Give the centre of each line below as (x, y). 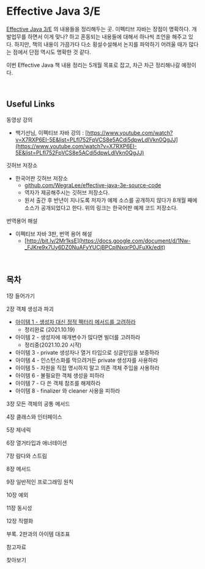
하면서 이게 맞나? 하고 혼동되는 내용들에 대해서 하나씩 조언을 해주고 (107, 36)
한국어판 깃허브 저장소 (42, 178)
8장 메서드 (19, 469)
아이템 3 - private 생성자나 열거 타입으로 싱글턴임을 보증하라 (87, 352)
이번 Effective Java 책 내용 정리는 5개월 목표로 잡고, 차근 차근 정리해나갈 (93, 65)
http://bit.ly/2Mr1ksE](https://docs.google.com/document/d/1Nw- (109, 241)
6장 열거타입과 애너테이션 (37, 443)
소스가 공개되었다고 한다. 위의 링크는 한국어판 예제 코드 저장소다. (101, 208)
